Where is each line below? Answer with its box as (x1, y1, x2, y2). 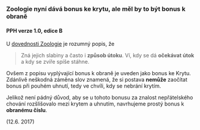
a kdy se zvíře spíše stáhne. (20, 58, 90, 66)
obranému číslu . (6, 107, 48, 114)
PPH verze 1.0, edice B (6, 27, 63, 34)
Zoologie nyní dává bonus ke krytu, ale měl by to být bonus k (6, 5, 186, 13)
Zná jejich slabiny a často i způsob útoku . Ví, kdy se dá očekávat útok (20, 52, 195, 59)
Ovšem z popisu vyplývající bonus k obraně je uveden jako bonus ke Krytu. (6, 70, 191, 77)
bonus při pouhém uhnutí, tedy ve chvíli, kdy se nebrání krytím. (6, 82, 161, 89)
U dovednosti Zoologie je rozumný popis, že (6, 41, 115, 48)
